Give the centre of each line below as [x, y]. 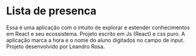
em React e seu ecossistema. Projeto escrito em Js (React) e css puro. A [96, 33]
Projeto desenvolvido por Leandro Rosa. [56, 46]
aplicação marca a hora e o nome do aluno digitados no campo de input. [95, 40]
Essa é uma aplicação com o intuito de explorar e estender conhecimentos [98, 27]
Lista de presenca [51, 11]
